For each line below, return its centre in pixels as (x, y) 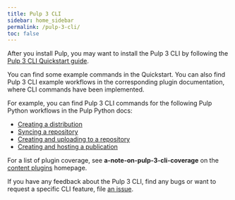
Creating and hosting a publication (68, 147)
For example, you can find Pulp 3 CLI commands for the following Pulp (110, 104)
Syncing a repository (48, 132)
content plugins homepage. (47, 168)
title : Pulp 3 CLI (34, 14)
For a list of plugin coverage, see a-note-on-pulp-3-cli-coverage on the (113, 161)
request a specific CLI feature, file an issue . (71, 189)
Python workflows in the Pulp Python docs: (70, 111)
